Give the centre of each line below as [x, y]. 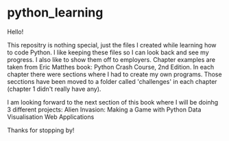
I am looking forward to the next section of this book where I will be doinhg [113, 102]
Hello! [15, 32]
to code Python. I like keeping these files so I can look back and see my [108, 52]
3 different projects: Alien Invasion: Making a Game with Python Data [104, 109]
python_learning [55, 13]
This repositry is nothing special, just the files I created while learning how [112, 45]
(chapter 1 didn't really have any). [54, 89]
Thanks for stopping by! [41, 130]
